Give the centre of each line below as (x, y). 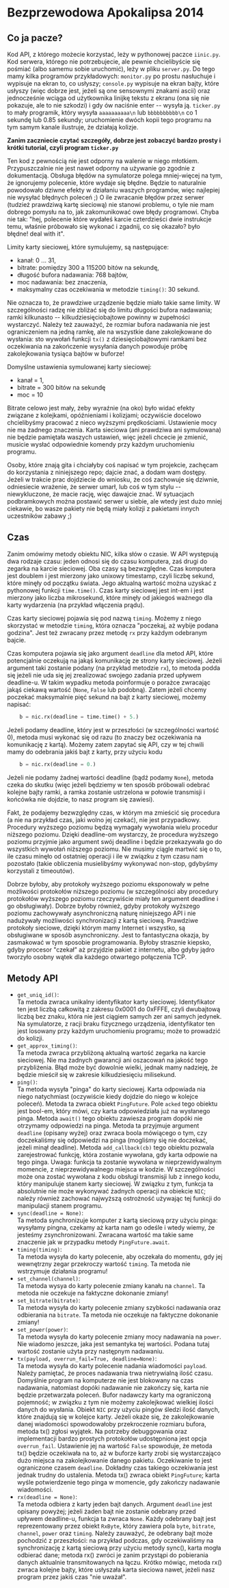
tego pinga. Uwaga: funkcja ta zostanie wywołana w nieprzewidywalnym (119, 1162)
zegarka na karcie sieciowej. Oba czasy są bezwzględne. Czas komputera (111, 568)
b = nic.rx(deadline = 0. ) (58, 764)
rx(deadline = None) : (47, 1497)
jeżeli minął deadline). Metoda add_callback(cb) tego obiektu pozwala (116, 1147)
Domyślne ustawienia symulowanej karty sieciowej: (79, 367)
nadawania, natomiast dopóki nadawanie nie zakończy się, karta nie (113, 1388)
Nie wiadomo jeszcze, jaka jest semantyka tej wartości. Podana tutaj (113, 1344)
